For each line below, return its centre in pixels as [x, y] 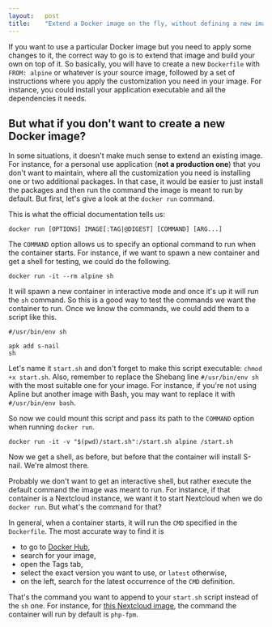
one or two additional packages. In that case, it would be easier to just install [136, 181]
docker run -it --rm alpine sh [61, 276]
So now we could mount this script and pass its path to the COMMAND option [132, 419]
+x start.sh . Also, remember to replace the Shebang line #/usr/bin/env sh [134, 377]
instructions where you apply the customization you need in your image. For [135, 81]
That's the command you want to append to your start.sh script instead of [134, 597]
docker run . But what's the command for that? [85, 507]
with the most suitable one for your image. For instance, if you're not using [133, 386]
